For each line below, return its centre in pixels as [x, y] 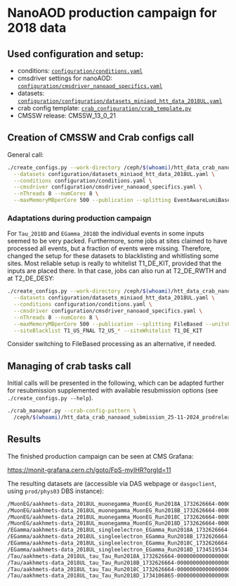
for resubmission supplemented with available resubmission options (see [113, 390]
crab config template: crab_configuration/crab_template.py [104, 108]
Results [24, 439]
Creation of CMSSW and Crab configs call [101, 138]
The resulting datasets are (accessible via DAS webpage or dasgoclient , [112, 483]
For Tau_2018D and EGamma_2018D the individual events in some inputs [106, 234]
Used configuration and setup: [76, 54]
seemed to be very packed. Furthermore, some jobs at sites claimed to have [117, 241]
